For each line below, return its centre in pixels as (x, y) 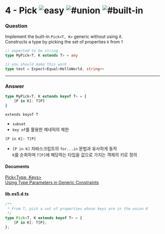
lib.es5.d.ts (17, 194)
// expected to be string (31, 51)
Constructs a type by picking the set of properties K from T (64, 42)
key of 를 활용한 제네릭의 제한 (41, 129)
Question (16, 26)
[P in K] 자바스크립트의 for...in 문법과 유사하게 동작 (65, 148)
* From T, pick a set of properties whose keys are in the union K (78, 209)
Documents (17, 166)
